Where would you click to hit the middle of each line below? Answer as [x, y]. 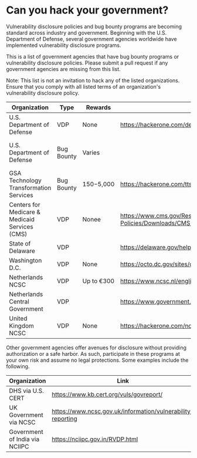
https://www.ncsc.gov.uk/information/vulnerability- [123, 411]
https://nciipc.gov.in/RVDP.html [95, 439]
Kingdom [21, 325]
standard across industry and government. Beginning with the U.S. [86, 32]
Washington [26, 260]
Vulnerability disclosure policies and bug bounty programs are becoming [94, 26]
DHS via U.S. [26, 390]
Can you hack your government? [87, 10]
